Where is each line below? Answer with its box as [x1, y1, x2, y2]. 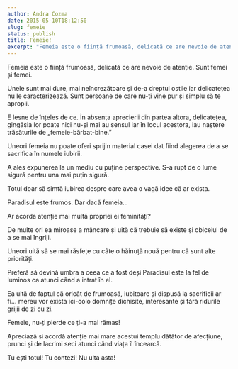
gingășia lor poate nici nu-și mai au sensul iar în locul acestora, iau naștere [7, 121, 225, 128]
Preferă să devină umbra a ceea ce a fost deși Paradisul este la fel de [7, 268, 209, 277]
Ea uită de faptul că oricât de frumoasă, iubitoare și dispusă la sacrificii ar [7, 290, 222, 298]
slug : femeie [7, 23, 46, 31]
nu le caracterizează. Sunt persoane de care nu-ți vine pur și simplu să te [7, 92, 221, 100]
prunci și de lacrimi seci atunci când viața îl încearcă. [7, 340, 161, 348]
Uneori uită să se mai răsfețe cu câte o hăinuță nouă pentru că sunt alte [7, 247, 216, 255]
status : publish [7, 30, 55, 38]
